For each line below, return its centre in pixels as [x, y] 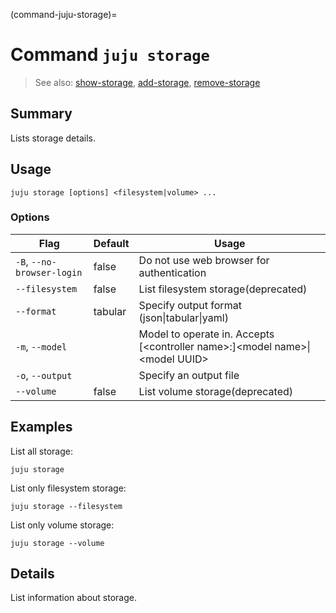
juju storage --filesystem [66, 506]
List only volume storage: [62, 525]
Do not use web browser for [204, 260]
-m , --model [41, 346]
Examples [41, 427]
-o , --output [44, 375]
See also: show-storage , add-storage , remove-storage [147, 82]
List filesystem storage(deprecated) [223, 289]
